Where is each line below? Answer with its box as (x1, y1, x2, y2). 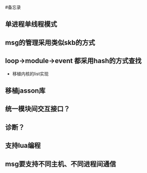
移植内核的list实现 (12, 70, 49, 76)
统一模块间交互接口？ (5, 105, 70, 113)
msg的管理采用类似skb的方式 (5, 38, 95, 47)
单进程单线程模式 (5, 20, 57, 29)
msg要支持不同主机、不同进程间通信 (5, 160, 116, 168)
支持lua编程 (5, 141, 41, 150)
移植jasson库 (5, 86, 46, 95)
